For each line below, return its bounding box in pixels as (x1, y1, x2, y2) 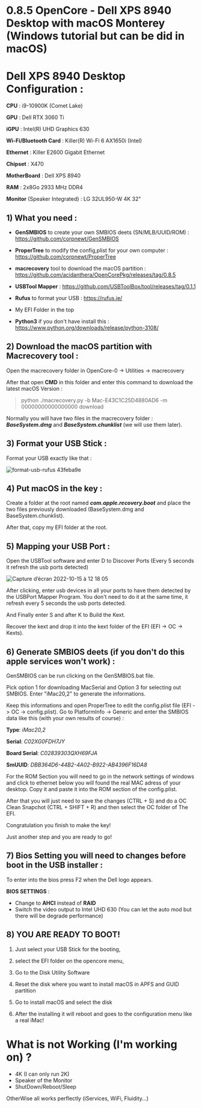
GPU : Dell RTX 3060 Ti (6, 114, 64, 121)
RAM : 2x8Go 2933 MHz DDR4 (6, 184, 83, 191)
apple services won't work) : (6, 656, 115, 666)
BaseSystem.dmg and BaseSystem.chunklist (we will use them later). (6, 421, 182, 428)
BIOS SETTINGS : (6, 887, 50, 895)
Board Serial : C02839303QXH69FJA (6, 750, 98, 756)
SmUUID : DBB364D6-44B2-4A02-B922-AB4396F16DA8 (6, 761, 147, 768)
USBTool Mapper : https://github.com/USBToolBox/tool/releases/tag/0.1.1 (14, 283, 196, 290)
